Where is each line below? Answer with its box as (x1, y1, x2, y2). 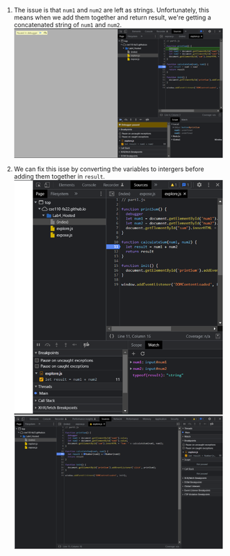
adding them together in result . (13, 172, 106, 180)
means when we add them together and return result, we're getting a (13, 13, 212, 22)
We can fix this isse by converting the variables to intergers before (13, 165, 205, 173)
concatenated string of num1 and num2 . (13, 21, 122, 28)
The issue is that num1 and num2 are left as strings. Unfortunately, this (13, 6, 210, 14)
